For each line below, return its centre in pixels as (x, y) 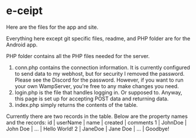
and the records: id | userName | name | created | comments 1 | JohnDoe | (97, 122)
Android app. (22, 45)
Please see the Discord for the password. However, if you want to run (99, 80)
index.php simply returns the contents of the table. (76, 105)
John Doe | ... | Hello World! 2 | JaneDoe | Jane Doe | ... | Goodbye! (88, 129)
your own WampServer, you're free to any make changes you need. (97, 86)
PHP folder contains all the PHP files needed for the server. (78, 56)
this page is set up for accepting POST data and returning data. (92, 99)
